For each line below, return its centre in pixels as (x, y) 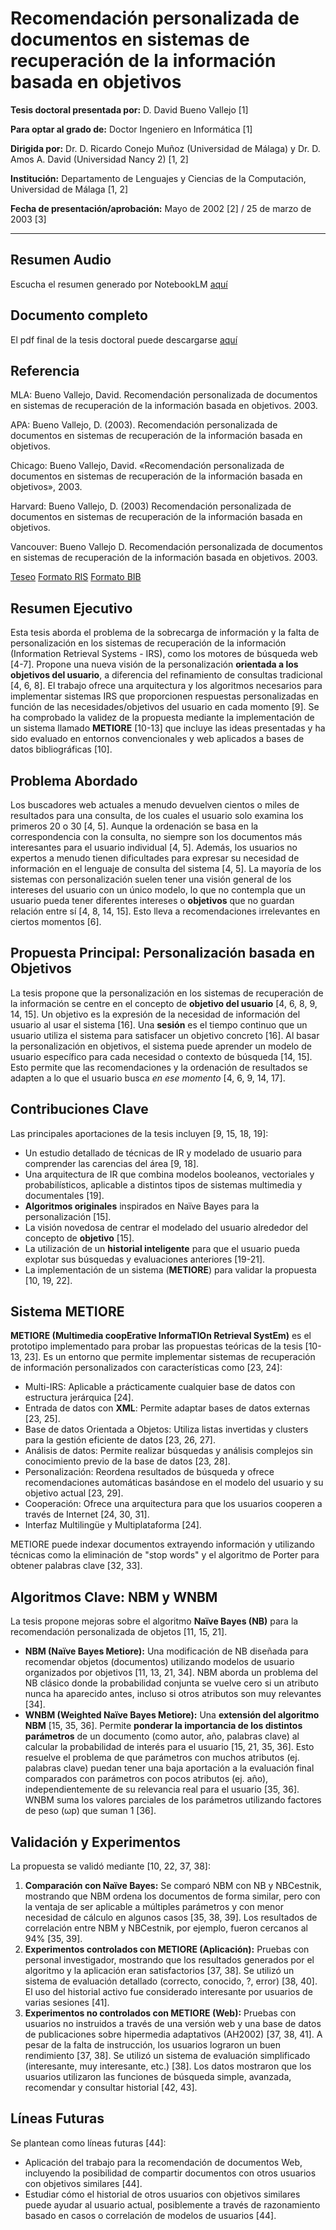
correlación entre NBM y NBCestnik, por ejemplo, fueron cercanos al (166, 1928)
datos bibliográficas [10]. (61, 749)
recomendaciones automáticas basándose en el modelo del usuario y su (174, 1483)
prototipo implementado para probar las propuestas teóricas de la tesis (156, 1346)
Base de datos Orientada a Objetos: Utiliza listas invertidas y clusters (166, 1429)
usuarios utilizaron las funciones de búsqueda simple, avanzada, (158, 2077)
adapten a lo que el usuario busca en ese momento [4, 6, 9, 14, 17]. (148, 1078)
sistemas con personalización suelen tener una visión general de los (151, 879)
